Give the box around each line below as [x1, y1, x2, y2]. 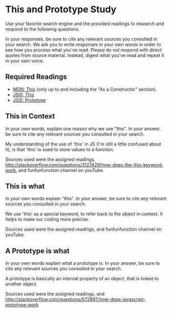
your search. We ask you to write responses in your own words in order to [5, 41, 161, 47]
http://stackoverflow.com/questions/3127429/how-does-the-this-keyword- [5, 161, 164, 168]
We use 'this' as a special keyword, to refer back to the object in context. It [5, 211, 163, 217]
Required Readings [5, 73, 68, 81]
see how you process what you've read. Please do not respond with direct [5, 47, 162, 53]
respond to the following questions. [5, 26, 80, 32]
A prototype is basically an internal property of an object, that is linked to [5, 276, 159, 282]
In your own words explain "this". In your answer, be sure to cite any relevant [5, 196, 167, 202]
